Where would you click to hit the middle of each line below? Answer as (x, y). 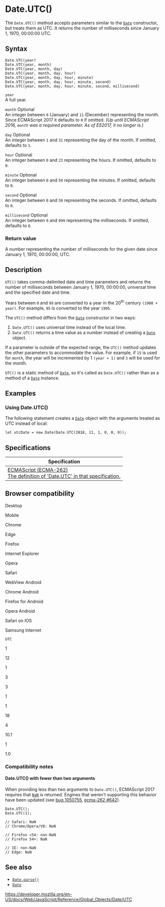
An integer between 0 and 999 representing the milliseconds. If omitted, (77, 220)
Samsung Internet (23, 630)
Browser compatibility (40, 494)
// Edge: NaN (18, 852)
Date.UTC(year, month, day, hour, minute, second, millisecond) (72, 86)
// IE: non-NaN (21, 848)
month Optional (20, 109)
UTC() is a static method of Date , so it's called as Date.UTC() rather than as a (82, 372)
